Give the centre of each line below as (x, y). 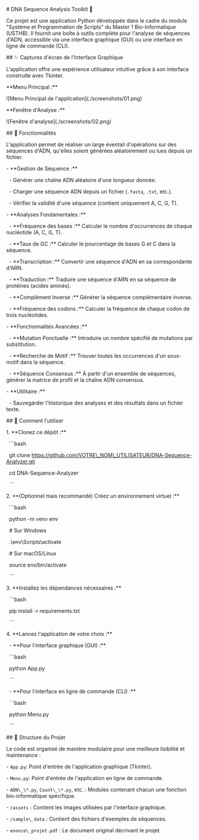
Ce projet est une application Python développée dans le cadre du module (97, 20)
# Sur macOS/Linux (33, 553)
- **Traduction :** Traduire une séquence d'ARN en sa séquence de (92, 279)
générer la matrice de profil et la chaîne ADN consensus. (75, 380)
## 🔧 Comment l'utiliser (35, 421)
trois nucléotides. (27, 315)
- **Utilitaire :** (26, 391)
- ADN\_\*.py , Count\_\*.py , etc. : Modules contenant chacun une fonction (96, 790)
